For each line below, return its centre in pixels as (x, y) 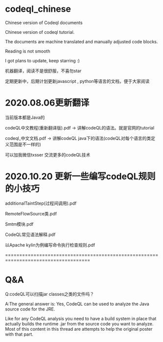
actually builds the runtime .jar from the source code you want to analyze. (79, 324)
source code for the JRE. (30, 309)
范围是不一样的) (25, 144)
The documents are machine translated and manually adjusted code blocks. (81, 41)
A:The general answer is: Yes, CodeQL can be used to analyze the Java (77, 304)
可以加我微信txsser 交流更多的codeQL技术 (48, 155)
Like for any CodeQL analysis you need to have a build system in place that (81, 318)
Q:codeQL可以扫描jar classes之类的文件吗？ (50, 294)
